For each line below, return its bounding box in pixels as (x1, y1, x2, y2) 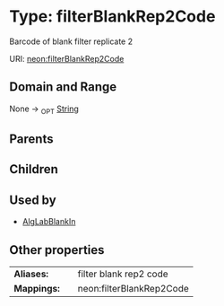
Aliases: (13, 267, 49, 280)
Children (9, 162, 58, 177)
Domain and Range (9, 79, 117, 95)
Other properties (9, 242, 105, 258)
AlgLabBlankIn (22, 216, 76, 227)
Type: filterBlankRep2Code (9, 6, 216, 27)
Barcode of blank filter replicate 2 (9, 36, 133, 47)
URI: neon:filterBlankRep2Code (9, 53, 125, 64)
